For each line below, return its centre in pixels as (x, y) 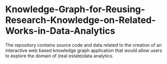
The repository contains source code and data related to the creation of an (83, 45)
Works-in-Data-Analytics (60, 31)
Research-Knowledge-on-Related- (81, 20)
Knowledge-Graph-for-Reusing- (75, 9)
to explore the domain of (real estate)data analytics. (59, 56)
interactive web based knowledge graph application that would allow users (84, 50)
